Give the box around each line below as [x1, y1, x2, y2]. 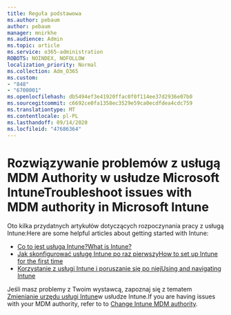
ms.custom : [7, 74, 39, 81]
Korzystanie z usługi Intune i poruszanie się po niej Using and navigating [17, 265, 222, 273]
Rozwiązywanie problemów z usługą [7, 155, 221, 171]
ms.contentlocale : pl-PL [7, 112, 79, 119]
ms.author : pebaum [7, 17, 60, 23]
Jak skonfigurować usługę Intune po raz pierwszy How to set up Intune [17, 250, 219, 258]
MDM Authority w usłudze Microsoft [7, 170, 219, 185]
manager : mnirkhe [7, 29, 57, 37]
